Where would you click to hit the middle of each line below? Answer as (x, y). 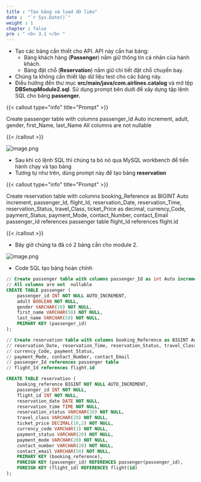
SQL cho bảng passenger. (48, 96)
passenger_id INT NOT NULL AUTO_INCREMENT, (72, 296)
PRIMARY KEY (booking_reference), (60, 457)
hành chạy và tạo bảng (43, 167)
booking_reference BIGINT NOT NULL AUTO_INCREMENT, (83, 384)
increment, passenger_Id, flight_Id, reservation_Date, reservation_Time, (94, 203)
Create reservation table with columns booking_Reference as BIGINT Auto (97, 196)
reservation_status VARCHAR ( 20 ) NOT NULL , (71, 412)
